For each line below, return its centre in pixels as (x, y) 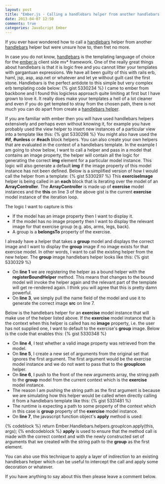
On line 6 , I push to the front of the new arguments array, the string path (85, 375)
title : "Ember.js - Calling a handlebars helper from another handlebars (82, 14)
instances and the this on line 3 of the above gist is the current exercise (78, 192)
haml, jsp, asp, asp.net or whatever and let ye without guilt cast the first (78, 78)
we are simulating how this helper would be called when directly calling (84, 396)
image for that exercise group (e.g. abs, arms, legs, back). (71, 226)
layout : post (18, 10)
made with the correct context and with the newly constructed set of (75, 437)
